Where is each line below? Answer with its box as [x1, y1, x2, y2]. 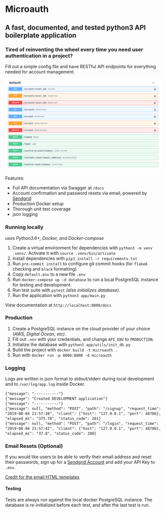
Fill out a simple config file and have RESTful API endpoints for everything [5, 63, 157, 69]
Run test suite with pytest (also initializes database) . [12, 287, 120, 293]
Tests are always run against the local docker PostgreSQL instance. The [5, 497, 153, 503]
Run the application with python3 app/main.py [12, 292, 106, 298]
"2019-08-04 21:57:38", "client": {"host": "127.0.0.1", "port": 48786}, [5, 411, 162, 416]
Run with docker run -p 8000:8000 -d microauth [12, 352, 112, 358]
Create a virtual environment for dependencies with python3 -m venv [12, 245, 153, 251]
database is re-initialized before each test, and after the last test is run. [5, 502, 150, 508]
